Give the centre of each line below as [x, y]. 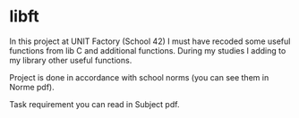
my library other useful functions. [71, 60]
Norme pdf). [32, 87]
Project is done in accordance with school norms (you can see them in [139, 77]
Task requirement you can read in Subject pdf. [94, 104]
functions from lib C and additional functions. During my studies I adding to [148, 50]
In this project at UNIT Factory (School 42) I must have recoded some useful [150, 41]
